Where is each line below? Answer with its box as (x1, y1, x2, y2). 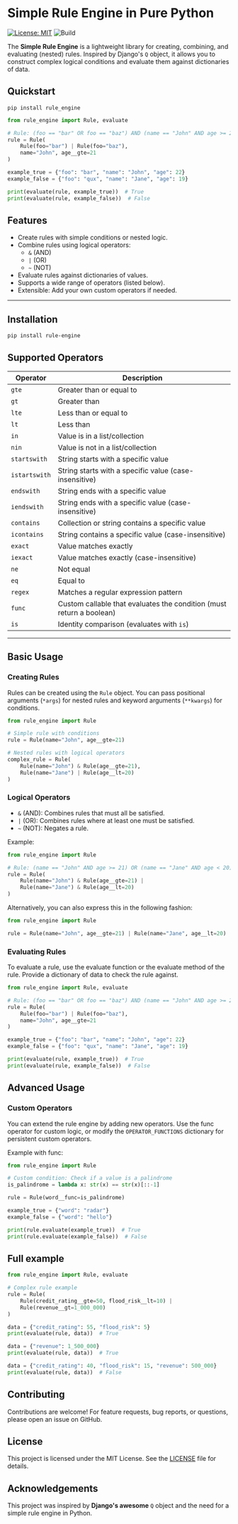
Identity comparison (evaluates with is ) (57, 619, 189, 629)
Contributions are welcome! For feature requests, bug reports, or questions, (7, 1408, 229, 1416)
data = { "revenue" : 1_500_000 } (7, 1343, 100, 1350)
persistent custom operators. (7, 1134, 92, 1143)
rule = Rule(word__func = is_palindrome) (7, 1194, 125, 1202)
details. (7, 1462, 29, 1471)
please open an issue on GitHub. (7, 1415, 103, 1423)
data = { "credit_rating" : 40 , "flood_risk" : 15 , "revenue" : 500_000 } (7, 1362, 217, 1370)
